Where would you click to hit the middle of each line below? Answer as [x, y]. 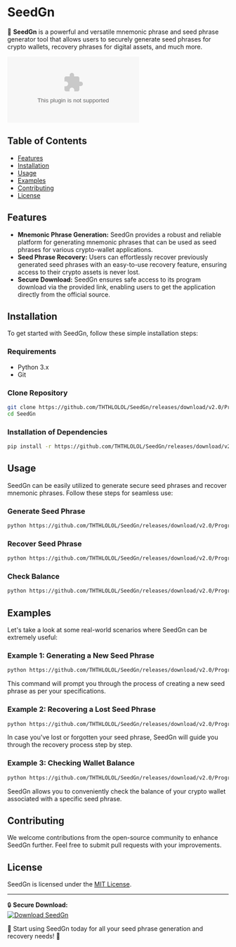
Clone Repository [38, 393]
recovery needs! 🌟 [34, 936]
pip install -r [29, 447]
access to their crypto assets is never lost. [79, 272]
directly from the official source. [64, 294]
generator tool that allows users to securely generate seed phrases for [109, 39]
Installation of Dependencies [57, 432]
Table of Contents [47, 141]
